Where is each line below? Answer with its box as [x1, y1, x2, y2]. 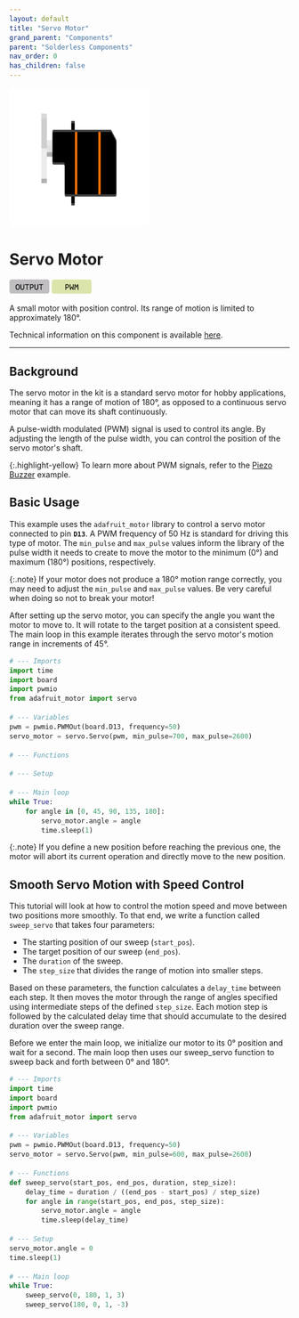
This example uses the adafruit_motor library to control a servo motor [9, 518, 266, 529]
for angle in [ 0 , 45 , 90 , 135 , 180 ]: [25, 807, 166, 816]
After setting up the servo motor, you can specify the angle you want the [9, 610, 276, 621]
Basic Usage [9, 495, 80, 510]
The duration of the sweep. [21, 956, 124, 966]
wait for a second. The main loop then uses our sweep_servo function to [9, 1047, 275, 1058]
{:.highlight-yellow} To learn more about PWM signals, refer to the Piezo [9, 460, 273, 470]
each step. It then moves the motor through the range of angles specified [9, 992, 279, 1003]
